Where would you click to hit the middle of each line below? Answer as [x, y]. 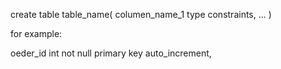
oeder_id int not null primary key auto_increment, [111, 53]
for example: [36, 33]
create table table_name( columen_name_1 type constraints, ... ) [141, 14]
